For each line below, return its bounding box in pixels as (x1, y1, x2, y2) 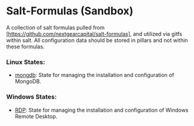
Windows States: (6, 93, 57, 101)
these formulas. (6, 43, 45, 50)
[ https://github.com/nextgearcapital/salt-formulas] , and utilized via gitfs (6, 30, 183, 37)
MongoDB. (14, 78, 42, 85)
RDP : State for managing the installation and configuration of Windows (14, 106, 189, 113)
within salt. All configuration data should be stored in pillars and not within (6, 36, 188, 44)
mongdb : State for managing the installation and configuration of (14, 72, 174, 79)
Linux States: (6, 58, 45, 66)
